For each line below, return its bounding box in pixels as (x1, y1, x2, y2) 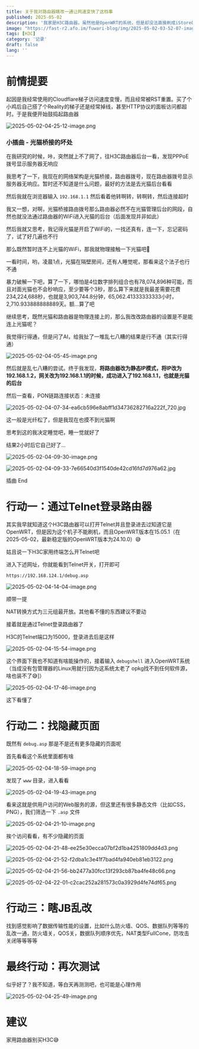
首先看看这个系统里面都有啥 (6, 752, 74, 760)
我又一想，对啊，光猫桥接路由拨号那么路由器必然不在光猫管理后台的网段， (6, 205, 188, 213)
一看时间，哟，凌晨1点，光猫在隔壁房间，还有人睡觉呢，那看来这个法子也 (6, 258, 185, 265)
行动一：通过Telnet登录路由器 (6, 500, 152, 514)
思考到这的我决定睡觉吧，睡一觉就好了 (6, 429, 99, 436)
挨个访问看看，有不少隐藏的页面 (6, 832, 84, 839)
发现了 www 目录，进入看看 (6, 777, 69, 784)
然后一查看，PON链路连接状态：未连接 (6, 392, 101, 399)
